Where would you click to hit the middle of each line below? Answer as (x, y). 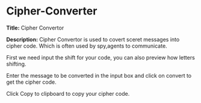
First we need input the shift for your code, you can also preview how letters (101, 57)
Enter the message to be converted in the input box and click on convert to (99, 75)
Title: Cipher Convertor (35, 28)
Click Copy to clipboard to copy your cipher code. (68, 93)
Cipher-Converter (52, 11)
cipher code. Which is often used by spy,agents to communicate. (87, 46)
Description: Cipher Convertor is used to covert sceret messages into (93, 39)
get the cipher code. (31, 82)
